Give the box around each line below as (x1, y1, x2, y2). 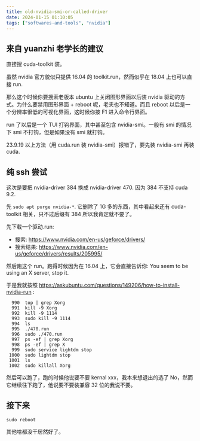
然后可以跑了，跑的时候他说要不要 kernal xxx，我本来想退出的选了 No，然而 (6, 374, 193, 381)
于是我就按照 (6, 282, 38, 288)
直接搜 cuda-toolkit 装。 (6, 60, 66, 68)
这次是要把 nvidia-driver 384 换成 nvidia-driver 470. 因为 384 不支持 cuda (6, 184, 188, 191)
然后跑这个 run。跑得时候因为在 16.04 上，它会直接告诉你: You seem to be (6, 263, 189, 269)
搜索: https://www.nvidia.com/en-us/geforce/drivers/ (14, 236, 146, 243)
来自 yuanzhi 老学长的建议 (6, 43, 103, 54)
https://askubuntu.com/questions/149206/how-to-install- (38, 282, 180, 288)
